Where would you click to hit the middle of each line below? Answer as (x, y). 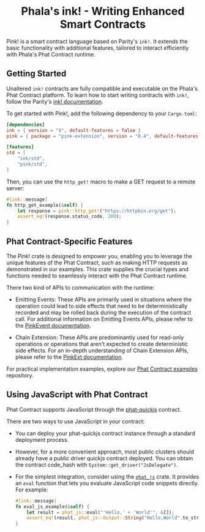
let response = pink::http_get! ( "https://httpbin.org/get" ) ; (97, 211)
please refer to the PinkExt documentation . (69, 357)
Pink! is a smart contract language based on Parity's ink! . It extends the (97, 41)
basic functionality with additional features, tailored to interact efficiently (98, 48)
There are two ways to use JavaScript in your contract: (76, 421)
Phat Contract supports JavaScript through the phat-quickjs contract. (94, 409)
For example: (32, 490)
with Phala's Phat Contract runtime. (51, 54)
